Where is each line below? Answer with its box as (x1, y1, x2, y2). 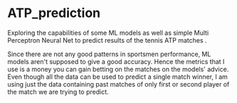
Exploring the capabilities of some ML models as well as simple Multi (7, 28, 209, 37)
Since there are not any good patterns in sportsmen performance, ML (7, 50, 211, 58)
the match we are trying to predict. (7, 87, 109, 96)
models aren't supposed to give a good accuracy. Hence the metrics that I (7, 57, 225, 65)
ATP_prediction (7, 5, 101, 21)
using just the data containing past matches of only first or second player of (7, 80, 230, 88)
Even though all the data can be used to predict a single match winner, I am (7, 72, 228, 81)
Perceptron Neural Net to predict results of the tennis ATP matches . (7, 36, 208, 44)
